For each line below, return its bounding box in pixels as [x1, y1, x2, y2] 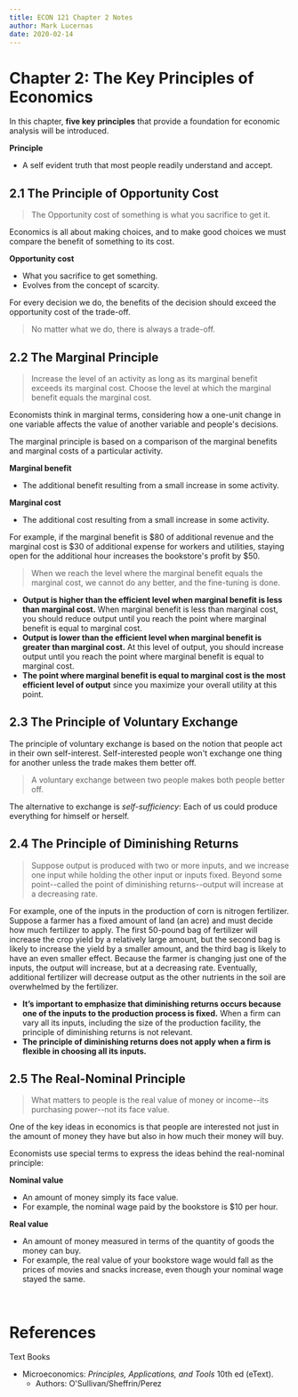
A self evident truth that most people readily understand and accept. [21, 160, 273, 171]
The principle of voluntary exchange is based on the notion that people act [9, 738, 283, 749]
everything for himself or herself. [9, 810, 130, 821]
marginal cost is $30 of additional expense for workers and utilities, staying [9, 541, 285, 551]
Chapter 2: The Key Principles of [9, 68, 254, 88]
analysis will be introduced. [9, 125, 109, 136]
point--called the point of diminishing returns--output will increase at [30, 879, 284, 889]
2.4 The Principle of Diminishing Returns [9, 837, 239, 852]
